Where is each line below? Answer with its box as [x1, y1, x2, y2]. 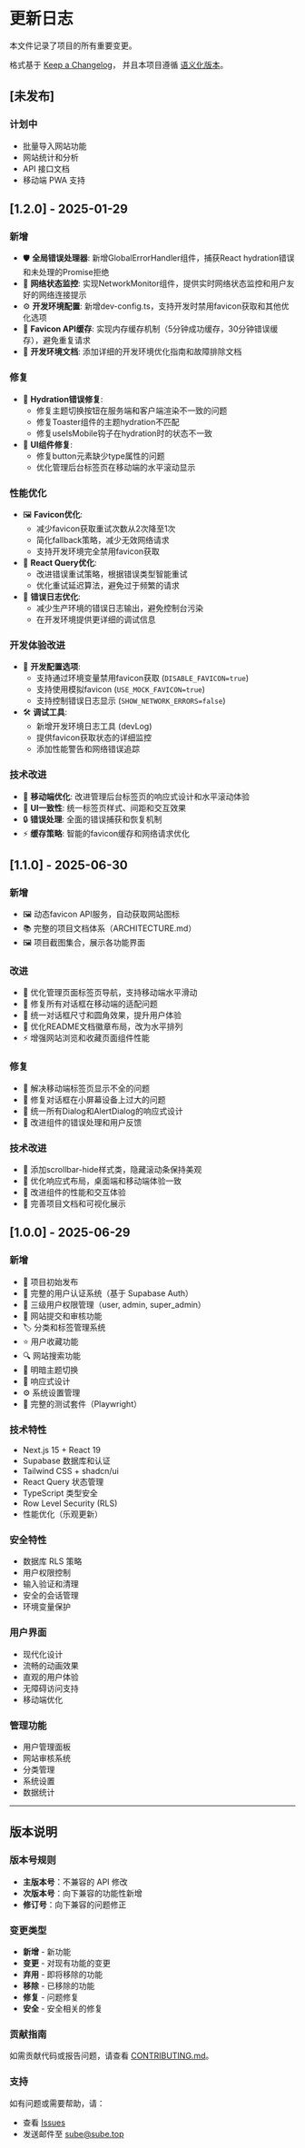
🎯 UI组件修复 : [22, 439, 74, 450]
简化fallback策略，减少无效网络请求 [35, 534, 170, 545]
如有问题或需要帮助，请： [9, 2097, 105, 2108]
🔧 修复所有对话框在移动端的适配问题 [22, 998, 158, 1009]
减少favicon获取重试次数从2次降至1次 [35, 523, 176, 534]
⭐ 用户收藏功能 [22, 1336, 79, 1347]
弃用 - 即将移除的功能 [22, 1968, 103, 1980]
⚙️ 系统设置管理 [22, 1387, 81, 1398]
